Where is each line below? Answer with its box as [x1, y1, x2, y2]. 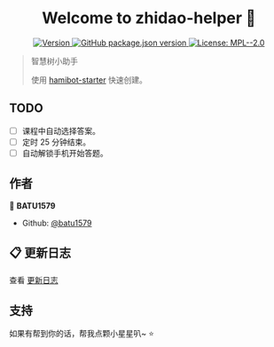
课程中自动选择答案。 [21, 125, 100, 136]
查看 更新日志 [9, 274, 59, 285]
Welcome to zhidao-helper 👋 [42, 8, 256, 28]
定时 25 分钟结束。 [21, 137, 91, 147]
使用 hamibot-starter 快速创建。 [30, 75, 148, 85]
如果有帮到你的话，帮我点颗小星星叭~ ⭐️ [9, 328, 155, 339]
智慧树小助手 [30, 55, 78, 66]
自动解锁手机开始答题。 [21, 147, 108, 158]
